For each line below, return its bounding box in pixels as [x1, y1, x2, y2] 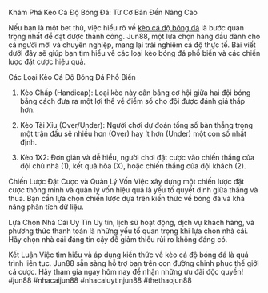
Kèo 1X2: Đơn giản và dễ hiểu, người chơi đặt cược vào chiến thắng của [19, 152, 254, 162]
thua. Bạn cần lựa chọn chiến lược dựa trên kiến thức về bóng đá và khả [8, 194, 246, 203]
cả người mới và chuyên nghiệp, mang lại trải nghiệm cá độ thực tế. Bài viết [8, 40, 256, 49]
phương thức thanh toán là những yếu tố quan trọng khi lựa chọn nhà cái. [8, 226, 249, 236]
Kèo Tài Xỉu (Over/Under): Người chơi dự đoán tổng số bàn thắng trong [19, 121, 254, 129]
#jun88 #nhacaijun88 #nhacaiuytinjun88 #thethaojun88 [8, 275, 192, 285]
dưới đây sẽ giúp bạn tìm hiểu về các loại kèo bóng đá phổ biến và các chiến [8, 49, 261, 57]
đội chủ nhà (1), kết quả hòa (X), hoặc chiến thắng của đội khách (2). [19, 161, 246, 171]
